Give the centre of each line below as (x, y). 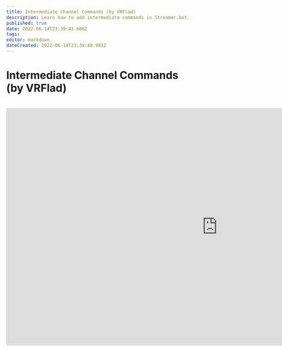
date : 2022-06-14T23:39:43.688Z (47, 29)
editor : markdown (28, 40)
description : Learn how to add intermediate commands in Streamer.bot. (98, 17)
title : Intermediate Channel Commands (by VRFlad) (71, 12)
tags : (13, 34)
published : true (27, 23)
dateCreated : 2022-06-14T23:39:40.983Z (56, 46)
